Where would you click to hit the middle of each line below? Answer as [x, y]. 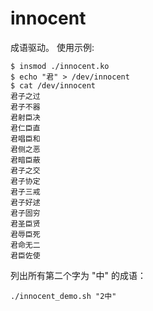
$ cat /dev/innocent [53, 85]
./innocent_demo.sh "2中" [63, 296]
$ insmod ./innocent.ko [60, 66]
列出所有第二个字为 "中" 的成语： [78, 275]
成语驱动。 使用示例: [52, 47]
